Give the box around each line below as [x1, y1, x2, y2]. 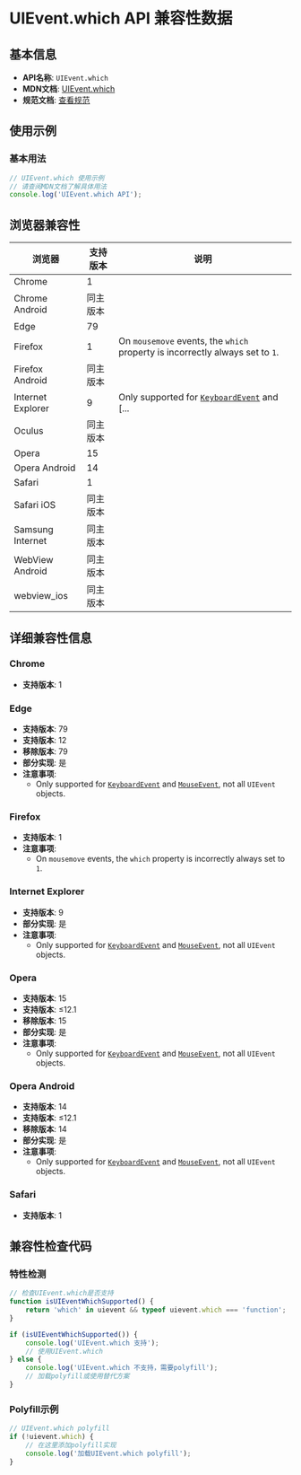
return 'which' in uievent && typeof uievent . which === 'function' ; [25, 1305, 287, 1315]
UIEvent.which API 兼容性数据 [9, 8, 233, 29]
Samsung [13, 523, 54, 536]
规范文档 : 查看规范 [21, 95, 90, 105]
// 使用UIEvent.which [25, 1347, 103, 1356]
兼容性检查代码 [9, 1238, 92, 1253]
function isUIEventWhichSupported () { [9, 1297, 154, 1306]
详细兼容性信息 [9, 630, 92, 645]
